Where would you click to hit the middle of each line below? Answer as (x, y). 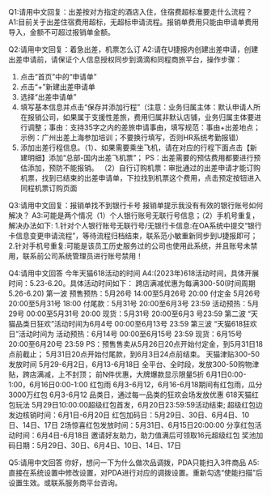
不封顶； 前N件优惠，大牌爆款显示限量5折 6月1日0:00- (155, 374)
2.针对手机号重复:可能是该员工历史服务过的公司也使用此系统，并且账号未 (129, 246)
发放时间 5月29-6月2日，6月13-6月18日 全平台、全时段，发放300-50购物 (130, 364)
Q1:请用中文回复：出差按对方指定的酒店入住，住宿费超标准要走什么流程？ (131, 12)
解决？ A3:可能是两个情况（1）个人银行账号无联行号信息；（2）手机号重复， (134, 215)
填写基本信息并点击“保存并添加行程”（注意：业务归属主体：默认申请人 (137, 107)
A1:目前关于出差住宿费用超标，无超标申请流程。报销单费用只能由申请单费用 (133, 22)
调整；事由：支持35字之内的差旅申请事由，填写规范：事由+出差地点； (144, 127)
